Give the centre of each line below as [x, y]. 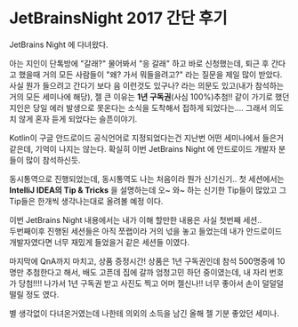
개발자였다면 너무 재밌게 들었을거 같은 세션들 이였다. [99, 242]
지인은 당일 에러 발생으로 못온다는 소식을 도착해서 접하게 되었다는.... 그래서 [138, 108]
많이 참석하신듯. [53, 160]
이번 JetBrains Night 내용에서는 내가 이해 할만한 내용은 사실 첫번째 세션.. [136, 219]
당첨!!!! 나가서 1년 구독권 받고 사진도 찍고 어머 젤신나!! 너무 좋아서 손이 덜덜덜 [151, 283]
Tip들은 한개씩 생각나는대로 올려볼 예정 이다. [86, 201]
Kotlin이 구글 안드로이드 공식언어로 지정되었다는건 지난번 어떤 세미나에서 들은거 [147, 138]
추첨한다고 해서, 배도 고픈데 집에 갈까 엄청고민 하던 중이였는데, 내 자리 [146, 272]
